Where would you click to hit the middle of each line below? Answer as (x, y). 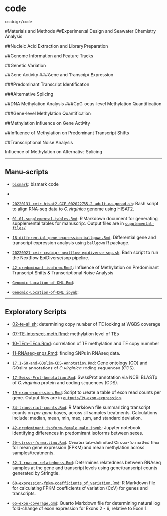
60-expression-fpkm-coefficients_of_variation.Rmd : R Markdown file (84, 483)
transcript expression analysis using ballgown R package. (71, 243)
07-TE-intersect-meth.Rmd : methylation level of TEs (66, 334)
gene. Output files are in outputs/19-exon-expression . (67, 397)
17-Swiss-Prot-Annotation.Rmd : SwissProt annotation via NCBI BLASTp (85, 377)
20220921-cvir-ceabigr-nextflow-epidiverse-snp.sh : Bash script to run (85, 252)
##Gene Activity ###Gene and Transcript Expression (59, 74)
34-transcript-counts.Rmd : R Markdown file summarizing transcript (81, 407)
